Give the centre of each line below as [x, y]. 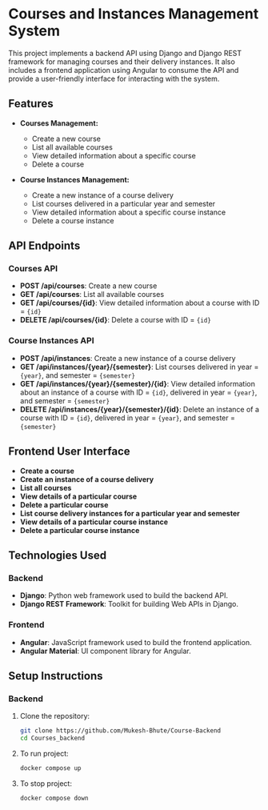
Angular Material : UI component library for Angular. [106, 651]
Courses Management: [59, 123]
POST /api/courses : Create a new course [88, 286]
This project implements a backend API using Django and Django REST [125, 53]
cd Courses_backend [52, 738]
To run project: [44, 753]
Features [31, 104]
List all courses [46, 487]
